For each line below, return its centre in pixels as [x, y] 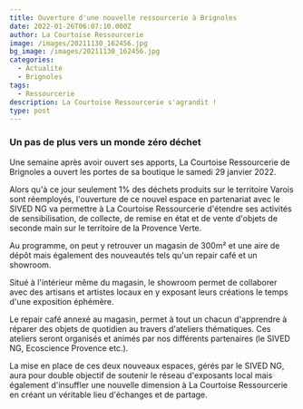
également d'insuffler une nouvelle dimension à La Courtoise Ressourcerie [149, 385]
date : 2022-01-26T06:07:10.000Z [70, 26]
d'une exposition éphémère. [62, 301]
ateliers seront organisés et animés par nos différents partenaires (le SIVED [150, 338]
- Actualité [40, 69]
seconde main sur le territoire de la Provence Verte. [106, 228]
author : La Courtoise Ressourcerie [77, 34]
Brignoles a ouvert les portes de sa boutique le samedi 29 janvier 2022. [143, 171]
